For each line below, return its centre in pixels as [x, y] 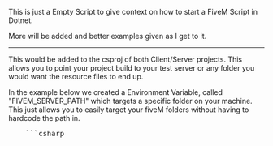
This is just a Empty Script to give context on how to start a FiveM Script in [133, 12]
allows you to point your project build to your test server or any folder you [132, 68]
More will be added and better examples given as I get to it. [108, 36]
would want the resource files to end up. [76, 77]
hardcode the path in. [44, 118]
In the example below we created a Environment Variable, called [116, 92]
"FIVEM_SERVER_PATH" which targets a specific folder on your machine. [131, 101]
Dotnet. [21, 20]
